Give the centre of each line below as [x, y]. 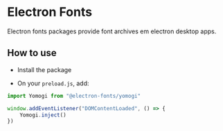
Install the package [44, 69]
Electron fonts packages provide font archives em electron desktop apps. [112, 31]
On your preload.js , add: [53, 83]
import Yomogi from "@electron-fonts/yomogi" [74, 96]
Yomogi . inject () [43, 115]
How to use [32, 53]
